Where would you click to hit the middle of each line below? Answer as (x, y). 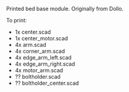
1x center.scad (33, 32)
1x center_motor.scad (41, 38)
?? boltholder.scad (38, 77)
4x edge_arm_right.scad (45, 64)
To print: (16, 20)
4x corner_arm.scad (40, 51)
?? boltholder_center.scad (47, 83)
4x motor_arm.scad (39, 70)
